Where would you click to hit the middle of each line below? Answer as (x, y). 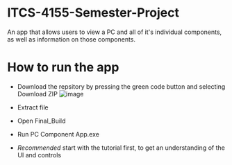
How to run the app (63, 68)
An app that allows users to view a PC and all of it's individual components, (115, 32)
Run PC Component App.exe (58, 134)
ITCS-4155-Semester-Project (93, 13)
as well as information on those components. (72, 39)
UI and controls (39, 155)
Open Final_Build (41, 121)
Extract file (33, 107)
